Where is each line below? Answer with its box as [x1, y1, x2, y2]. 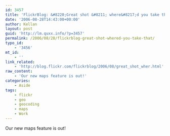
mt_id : [5, 50, 19, 55]
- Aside [14, 83, 30, 88]
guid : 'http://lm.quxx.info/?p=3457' [5, 31, 85, 36]
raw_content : [5, 69, 33, 74]
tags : [5, 87, 17, 93]
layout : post [5, 26, 33, 31]
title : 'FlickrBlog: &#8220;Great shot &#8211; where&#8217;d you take [5, 12, 159, 17]
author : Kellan [5, 21, 37, 27]
